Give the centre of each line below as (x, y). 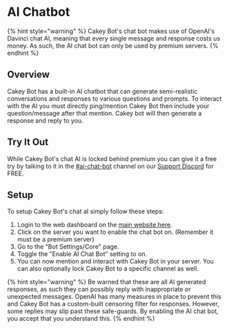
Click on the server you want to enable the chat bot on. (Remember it (115, 232)
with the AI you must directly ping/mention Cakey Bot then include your (108, 106)
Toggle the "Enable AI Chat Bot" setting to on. (82, 254)
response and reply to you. (46, 120)
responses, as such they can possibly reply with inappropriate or (99, 289)
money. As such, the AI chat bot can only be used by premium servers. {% (113, 45)
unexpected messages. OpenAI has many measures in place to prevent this (114, 297)
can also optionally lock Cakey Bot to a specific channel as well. (108, 268)
